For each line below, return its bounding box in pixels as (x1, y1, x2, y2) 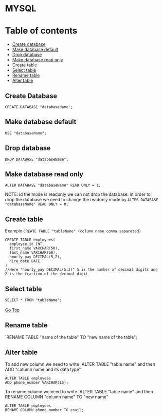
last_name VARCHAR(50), (9, 250, 57, 255)
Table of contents (5, 25, 78, 37)
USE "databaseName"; (5, 131, 47, 135)
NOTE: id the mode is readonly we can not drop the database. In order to (5, 191, 151, 197)
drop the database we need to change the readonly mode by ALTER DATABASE (5, 197, 159, 203)
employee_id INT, (9, 242, 45, 246)
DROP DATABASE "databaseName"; (5, 157, 69, 162)
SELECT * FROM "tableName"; (5, 298, 62, 303)
